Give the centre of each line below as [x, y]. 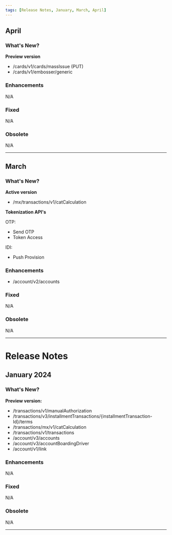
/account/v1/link [30, 449]
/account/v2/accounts [36, 282]
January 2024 [28, 375]
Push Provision [28, 257]
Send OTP [23, 232]
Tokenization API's [26, 212]
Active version [21, 192]
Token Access [28, 237]
